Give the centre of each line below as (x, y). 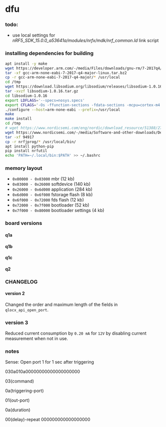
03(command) (20, 381)
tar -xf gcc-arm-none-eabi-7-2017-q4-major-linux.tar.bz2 (66, 73)
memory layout (24, 168)
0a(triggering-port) (24, 391)
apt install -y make (26, 64)
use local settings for (34, 35)
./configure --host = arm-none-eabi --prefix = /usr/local (63, 110)
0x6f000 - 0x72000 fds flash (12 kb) (48, 200)
